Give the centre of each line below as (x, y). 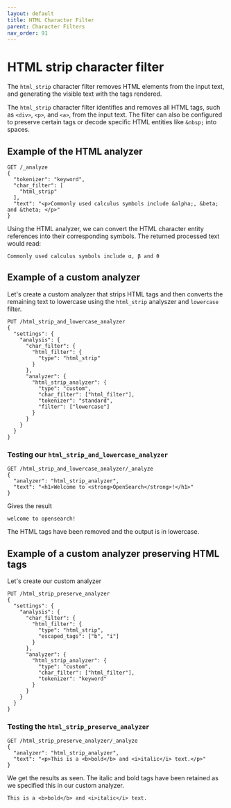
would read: (24, 243)
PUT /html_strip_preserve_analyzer (59, 594)
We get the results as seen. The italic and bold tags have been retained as (113, 778)
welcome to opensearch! (42, 519)
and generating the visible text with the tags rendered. (85, 94)
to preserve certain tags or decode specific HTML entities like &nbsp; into (112, 122)
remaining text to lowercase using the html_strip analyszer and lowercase (113, 301)
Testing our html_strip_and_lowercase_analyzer (88, 454)
